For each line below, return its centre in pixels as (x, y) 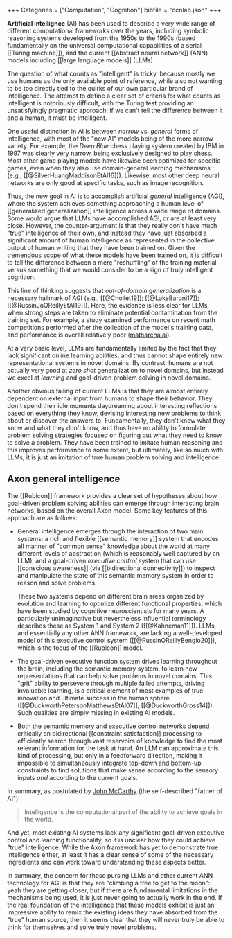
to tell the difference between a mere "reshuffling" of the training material (112, 262)
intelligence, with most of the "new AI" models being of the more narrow (110, 139)
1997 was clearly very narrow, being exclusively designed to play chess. (110, 153)
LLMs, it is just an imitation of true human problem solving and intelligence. (114, 457)
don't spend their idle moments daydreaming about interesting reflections (112, 406)
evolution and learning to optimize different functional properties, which (119, 603)
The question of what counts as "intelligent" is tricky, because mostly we (111, 73)
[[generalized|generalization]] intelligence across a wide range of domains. (114, 211)
